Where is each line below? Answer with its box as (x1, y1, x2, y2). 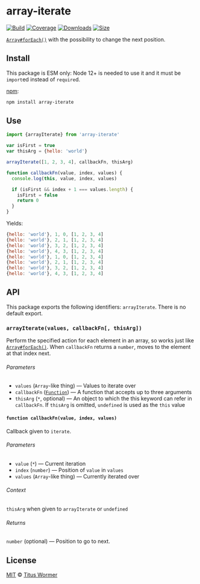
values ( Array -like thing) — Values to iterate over (14, 382, 136, 389)
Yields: (6, 220, 23, 227)
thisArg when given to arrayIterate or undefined (6, 505, 128, 512)
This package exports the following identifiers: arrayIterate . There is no (6, 303, 186, 310)
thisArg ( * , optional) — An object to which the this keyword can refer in (14, 395, 192, 402)
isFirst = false (17, 192, 58, 198)
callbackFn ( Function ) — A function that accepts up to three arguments (14, 389, 192, 396)
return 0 (17, 198, 39, 204)
